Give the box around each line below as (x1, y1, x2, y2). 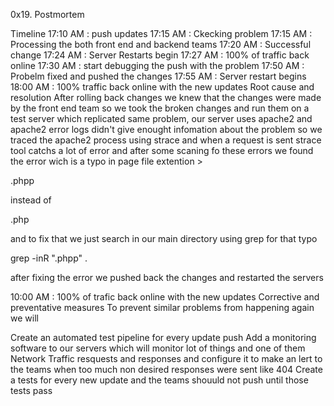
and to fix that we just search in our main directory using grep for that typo (10, 233, 318, 244)
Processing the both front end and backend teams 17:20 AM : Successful (10, 39, 312, 50)
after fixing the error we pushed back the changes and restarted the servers (10, 272, 324, 283)
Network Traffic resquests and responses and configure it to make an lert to (10, 353, 323, 364)
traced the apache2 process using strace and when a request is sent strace (10, 134, 322, 146)
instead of (10, 194, 52, 206)
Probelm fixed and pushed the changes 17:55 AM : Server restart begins (10, 70, 307, 82)
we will (10, 312, 39, 324)
